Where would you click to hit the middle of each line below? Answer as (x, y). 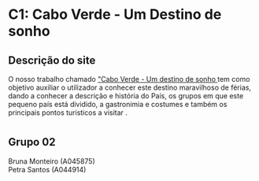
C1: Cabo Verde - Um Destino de (115, 15)
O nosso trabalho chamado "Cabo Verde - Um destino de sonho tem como (129, 79)
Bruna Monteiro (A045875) (52, 161)
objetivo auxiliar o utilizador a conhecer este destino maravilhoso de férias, (130, 87)
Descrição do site (52, 60)
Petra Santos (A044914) (47, 169)
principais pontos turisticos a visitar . (68, 113)
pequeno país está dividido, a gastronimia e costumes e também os (118, 104)
